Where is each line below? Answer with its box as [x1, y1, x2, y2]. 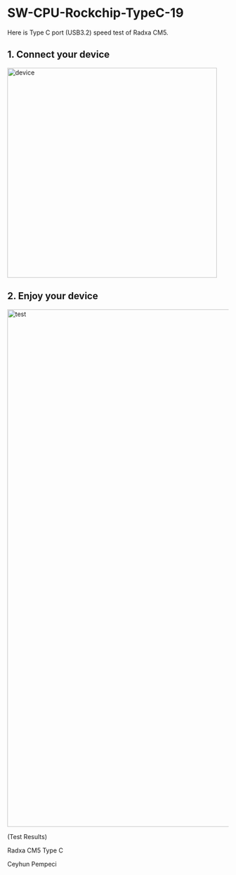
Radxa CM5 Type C [7, 846, 63, 855]
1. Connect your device [7, 49, 110, 61]
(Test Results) [7, 832, 48, 841]
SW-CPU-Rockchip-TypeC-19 [7, 5, 184, 21]
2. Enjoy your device [7, 290, 98, 302]
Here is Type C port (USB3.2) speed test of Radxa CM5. [7, 28, 169, 37]
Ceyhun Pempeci [7, 860, 58, 868]
